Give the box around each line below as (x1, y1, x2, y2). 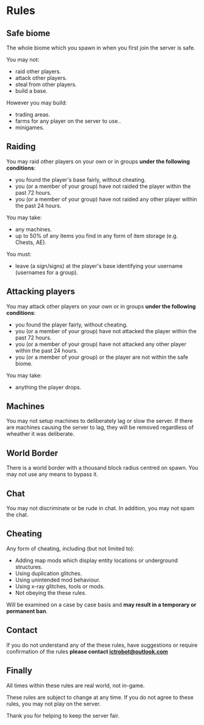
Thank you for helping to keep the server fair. (6, 712, 120, 719)
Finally (6, 666, 32, 676)
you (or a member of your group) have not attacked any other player (15, 340, 187, 348)
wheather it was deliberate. (6, 430, 75, 438)
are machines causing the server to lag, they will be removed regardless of (6, 424, 194, 431)
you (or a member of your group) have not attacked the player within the (15, 327, 197, 334)
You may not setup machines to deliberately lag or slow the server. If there (6, 417, 193, 425)
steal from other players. (15, 81, 77, 88)
